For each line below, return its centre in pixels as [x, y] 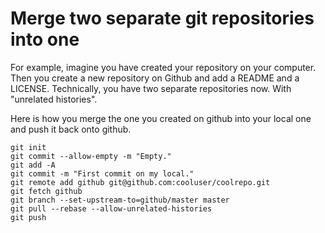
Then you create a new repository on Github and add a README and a [155, 78]
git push [28, 217]
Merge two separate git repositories [162, 18]
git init [28, 147]
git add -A [33, 165]
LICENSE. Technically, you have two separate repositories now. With [151, 88]
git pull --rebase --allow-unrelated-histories [111, 208]
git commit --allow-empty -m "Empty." [91, 156]
